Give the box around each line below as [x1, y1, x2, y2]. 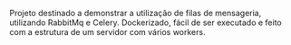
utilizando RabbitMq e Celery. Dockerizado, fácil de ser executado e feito [9, 17, 283, 28]
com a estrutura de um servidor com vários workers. [9, 27, 206, 37]
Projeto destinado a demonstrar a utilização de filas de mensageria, [9, 8, 262, 18]
